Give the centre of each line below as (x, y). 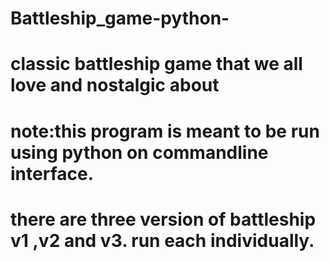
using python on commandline (139, 152)
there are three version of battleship (163, 219)
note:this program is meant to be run (165, 131)
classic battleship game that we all (156, 64)
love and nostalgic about (115, 85)
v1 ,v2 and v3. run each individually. (162, 240)
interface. (52, 173)
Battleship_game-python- (120, 18)
